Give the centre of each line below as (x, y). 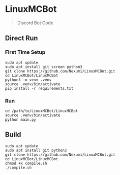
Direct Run (22, 38)
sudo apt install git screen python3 (44, 67)
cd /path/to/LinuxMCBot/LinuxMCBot (42, 111)
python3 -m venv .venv (28, 80)
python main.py (21, 119)
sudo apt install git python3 (36, 150)
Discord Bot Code (35, 23)
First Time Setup (25, 52)
